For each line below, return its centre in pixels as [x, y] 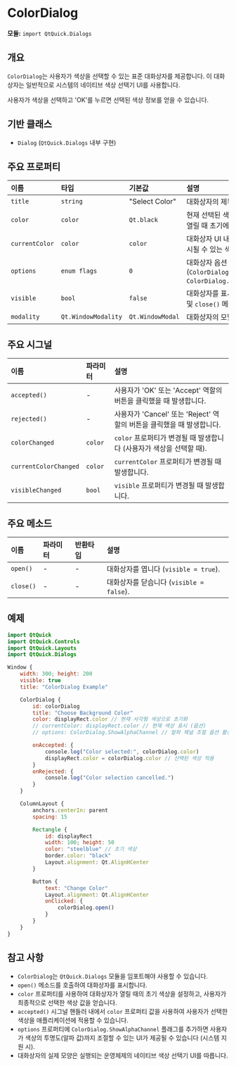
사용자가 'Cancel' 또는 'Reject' [163, 414]
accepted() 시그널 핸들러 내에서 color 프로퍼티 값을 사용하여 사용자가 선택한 [123, 1011]
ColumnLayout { [42, 804]
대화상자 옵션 [206, 263]
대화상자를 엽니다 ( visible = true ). [163, 569]
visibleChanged [36, 490]
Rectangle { [50, 829]
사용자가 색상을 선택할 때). [166, 449]
